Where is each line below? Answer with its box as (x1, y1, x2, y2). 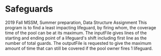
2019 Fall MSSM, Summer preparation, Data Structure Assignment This (5, 19, 147, 25)
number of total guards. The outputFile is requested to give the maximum (5, 40, 152, 46)
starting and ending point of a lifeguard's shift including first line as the (5, 35, 147, 41)
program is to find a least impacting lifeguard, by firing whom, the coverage (5, 24, 157, 30)
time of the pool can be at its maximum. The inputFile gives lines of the (5, 30, 147, 36)
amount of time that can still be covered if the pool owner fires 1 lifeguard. (5, 45, 153, 51)
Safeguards (5, 3, 54, 15)
